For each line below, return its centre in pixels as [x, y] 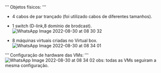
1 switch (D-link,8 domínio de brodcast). [52, 26]
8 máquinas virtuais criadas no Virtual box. [55, 40]
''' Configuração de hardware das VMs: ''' [47, 55]
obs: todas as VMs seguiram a [126, 60]
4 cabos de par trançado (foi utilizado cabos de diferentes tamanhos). [82, 16]
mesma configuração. [27, 65]
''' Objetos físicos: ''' [26, 7]
